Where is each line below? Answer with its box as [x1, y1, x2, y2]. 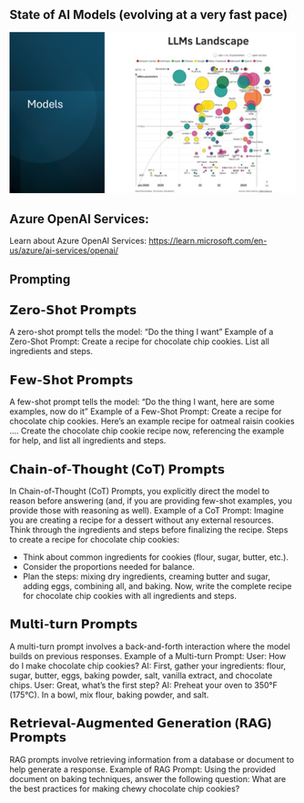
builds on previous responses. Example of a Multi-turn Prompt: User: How [9, 650, 287, 661]
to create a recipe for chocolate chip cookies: [9, 534, 180, 544]
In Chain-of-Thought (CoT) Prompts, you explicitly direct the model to [9, 485, 270, 496]
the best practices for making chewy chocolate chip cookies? [9, 783, 240, 794]
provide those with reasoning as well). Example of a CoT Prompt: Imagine [9, 504, 285, 515]
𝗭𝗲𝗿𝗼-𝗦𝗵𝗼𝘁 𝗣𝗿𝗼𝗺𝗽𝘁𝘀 [9, 302, 137, 318]
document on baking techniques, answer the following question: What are [9, 773, 287, 784]
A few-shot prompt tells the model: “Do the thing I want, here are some [9, 396, 275, 408]
